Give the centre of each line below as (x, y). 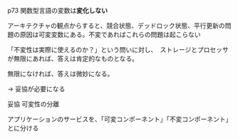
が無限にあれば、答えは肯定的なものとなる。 (73, 58)
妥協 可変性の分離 (33, 104)
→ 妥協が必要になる (36, 89)
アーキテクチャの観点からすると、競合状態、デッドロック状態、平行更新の (117, 26)
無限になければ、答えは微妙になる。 (61, 74)
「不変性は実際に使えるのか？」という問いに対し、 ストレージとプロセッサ (118, 50)
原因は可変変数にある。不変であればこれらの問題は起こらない (110, 35)
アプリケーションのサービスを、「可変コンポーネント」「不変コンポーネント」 (120, 119)
